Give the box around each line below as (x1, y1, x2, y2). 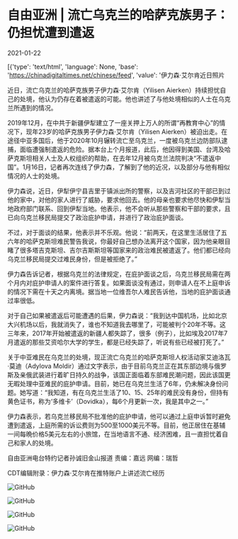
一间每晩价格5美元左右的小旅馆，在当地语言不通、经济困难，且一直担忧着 (7, 429, 222, 438)
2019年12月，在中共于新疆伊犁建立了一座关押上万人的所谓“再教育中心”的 (7, 118, 220, 127)
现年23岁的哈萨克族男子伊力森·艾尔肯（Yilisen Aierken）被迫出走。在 (25, 127, 228, 136)
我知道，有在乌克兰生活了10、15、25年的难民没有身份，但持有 (47, 388, 229, 397)
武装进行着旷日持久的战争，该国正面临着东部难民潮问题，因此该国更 (31, 370, 231, 379)
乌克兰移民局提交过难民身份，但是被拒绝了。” (7, 255, 138, 263)
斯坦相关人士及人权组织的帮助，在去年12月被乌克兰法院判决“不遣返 (19, 153, 215, 162)
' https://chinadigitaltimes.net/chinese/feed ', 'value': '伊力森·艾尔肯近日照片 (7, 71, 225, 79)
